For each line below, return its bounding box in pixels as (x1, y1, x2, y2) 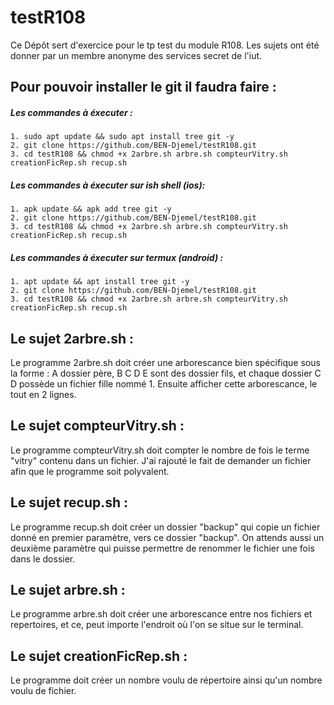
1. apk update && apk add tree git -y (10, 204, 172, 215)
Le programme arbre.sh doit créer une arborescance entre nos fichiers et (10, 608, 313, 620)
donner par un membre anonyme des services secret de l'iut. (10, 49, 263, 61)
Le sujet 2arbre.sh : (10, 330, 134, 347)
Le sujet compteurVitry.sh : (10, 417, 185, 435)
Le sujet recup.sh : (10, 494, 129, 511)
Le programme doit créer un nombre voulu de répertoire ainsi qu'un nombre (10, 674, 323, 686)
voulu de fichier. (10, 685, 77, 697)
